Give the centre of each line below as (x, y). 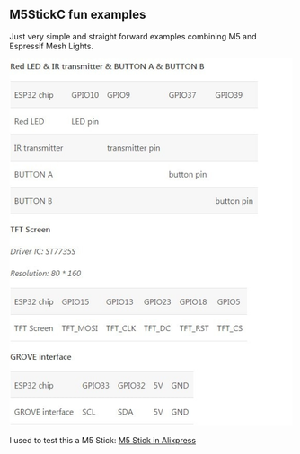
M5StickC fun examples (78, 15)
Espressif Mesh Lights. (52, 46)
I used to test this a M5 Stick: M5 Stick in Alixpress (102, 440)
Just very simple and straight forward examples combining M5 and (133, 36)
